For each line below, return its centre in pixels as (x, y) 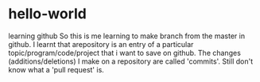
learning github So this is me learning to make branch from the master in (126, 36)
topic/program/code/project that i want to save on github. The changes (124, 53)
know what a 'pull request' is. (56, 69)
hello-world (48, 14)
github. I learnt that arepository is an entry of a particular (101, 44)
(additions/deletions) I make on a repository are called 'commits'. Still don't (130, 61)
